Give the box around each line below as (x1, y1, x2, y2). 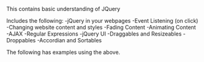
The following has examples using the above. (6, 48, 121, 56)
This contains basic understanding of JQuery (6, 6, 121, 12)
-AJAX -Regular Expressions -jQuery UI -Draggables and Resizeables (6, 30, 182, 37)
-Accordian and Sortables (37, 37, 102, 44)
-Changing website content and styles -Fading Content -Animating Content (6, 24, 196, 31)
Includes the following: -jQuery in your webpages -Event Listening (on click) (6, 17, 198, 24)
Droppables (6, 37, 36, 44)
